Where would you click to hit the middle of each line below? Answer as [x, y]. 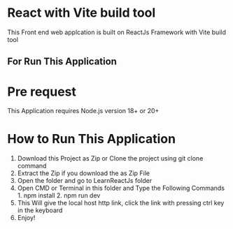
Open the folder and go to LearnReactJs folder [85, 181]
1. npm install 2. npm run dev [59, 195]
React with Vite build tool [82, 13]
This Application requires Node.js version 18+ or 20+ [83, 111]
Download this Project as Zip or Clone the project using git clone [110, 158]
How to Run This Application [92, 139]
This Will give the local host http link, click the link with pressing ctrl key [121, 203]
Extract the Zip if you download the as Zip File [84, 173]
